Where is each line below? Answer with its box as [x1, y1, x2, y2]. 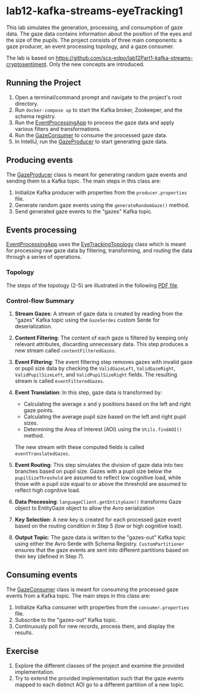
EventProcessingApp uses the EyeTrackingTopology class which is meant [6, 241, 186, 248]
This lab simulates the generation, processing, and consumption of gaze [6, 24, 183, 31]
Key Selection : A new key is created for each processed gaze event [14, 516, 182, 523]
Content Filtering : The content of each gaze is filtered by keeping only [14, 334, 188, 341]
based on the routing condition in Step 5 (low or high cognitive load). [14, 522, 183, 529]
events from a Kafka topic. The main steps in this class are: [6, 592, 151, 599]
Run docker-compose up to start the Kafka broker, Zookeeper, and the [14, 106, 183, 114]
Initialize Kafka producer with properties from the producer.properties [14, 189, 187, 196]
